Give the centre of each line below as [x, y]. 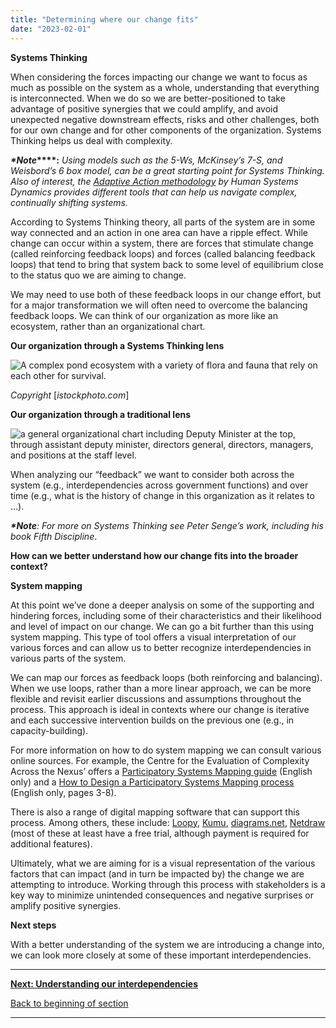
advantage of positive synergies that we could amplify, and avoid [144, 108]
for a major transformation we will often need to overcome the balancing [159, 305]
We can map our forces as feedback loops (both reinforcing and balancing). [166, 677]
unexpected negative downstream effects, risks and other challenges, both [165, 119]
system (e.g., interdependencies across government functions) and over [159, 485]
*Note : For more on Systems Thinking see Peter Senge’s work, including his [167, 525]
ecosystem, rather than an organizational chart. [108, 326]
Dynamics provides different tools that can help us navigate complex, [154, 192]
